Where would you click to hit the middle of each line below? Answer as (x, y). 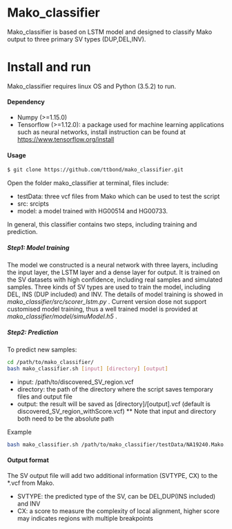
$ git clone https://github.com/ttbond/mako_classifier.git (96, 170)
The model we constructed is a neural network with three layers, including (113, 265)
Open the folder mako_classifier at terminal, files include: (88, 183)
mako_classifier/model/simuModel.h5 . (62, 316)
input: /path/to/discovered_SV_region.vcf (75, 382)
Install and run (49, 67)
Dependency (26, 102)
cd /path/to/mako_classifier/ (51, 363)
